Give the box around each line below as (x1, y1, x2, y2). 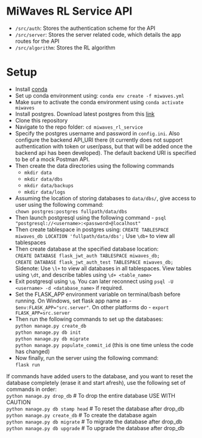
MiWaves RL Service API (6, 4, 133, 18)
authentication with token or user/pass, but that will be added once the (15, 142, 193, 150)
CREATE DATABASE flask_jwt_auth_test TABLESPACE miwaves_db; (15, 259, 174, 265)
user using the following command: (15, 201, 104, 208)
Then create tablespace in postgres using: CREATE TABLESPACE (15, 226, 169, 233)
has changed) (15, 348, 50, 355)
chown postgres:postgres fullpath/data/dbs (15, 209, 128, 215)
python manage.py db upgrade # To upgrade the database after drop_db (6, 424, 184, 431)
